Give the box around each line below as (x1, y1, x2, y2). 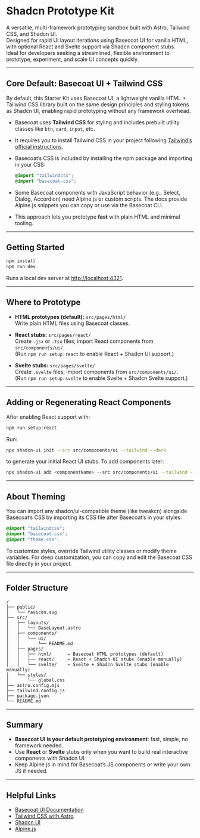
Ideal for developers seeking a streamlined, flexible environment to (6, 49, 170, 56)
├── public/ (6, 604, 36, 610)
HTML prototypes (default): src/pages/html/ (14, 313, 126, 320)
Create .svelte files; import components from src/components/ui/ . (14, 368, 179, 375)
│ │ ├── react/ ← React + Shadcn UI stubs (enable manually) (6, 656, 183, 662)
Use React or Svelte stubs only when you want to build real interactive (14, 748, 189, 756)
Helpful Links (6, 790, 57, 800)
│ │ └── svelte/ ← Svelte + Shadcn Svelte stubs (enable (6, 661, 169, 667)
